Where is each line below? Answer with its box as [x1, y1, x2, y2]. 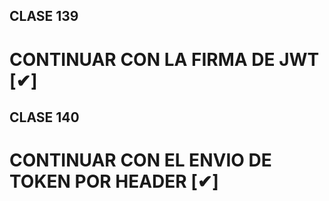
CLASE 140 [9, 109, 80, 126]
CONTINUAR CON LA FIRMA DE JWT [9, 48, 320, 71]
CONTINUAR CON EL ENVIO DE [9, 149, 272, 172]
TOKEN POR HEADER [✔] [9, 170, 219, 193]
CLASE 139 [9, 8, 79, 25]
